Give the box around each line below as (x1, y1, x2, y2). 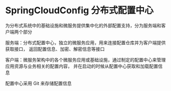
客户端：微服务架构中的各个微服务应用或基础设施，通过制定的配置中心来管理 (5, 56, 166, 63)
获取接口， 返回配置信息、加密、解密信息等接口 (5, 46, 105, 52)
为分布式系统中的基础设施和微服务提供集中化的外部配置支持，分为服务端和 (5, 22, 161, 28)
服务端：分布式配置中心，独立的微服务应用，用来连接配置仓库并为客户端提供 (5, 39, 166, 46)
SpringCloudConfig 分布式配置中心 (5, 5, 154, 16)
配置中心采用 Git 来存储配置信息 (5, 80, 72, 86)
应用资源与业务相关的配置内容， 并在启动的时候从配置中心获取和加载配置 (5, 63, 158, 69)
